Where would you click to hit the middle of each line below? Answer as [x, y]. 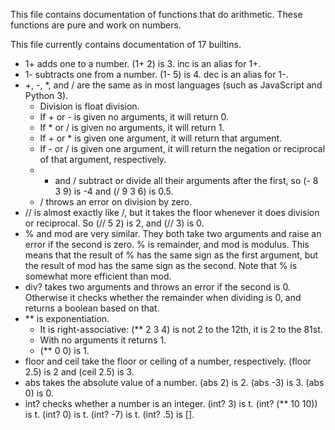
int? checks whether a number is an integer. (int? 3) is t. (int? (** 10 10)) [171, 403]
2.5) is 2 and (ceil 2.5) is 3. [79, 372]
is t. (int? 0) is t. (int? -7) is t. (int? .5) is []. [109, 414]
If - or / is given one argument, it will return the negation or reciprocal [182, 148]
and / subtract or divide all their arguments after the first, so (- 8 [186, 180]
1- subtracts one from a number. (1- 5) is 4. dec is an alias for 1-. [156, 74]
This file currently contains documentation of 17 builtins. [126, 44]
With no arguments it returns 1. [103, 340]
